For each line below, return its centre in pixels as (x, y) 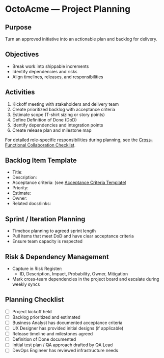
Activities (20, 92)
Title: (17, 172)
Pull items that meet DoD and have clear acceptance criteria (73, 236)
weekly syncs (26, 284)
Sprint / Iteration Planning (45, 219)
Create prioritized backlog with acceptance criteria (64, 109)
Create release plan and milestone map (52, 130)
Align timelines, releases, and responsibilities (58, 77)
